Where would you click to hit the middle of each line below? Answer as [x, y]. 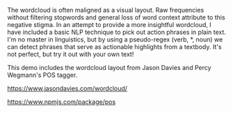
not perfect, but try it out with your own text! [71, 54]
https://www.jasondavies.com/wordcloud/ [67, 88]
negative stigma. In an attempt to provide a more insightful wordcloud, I [109, 25]
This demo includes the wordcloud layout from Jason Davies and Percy [109, 68]
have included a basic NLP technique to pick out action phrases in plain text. [116, 32]
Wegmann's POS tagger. [42, 75]
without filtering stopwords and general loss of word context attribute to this [116, 17]
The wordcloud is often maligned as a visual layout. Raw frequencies [106, 10]
